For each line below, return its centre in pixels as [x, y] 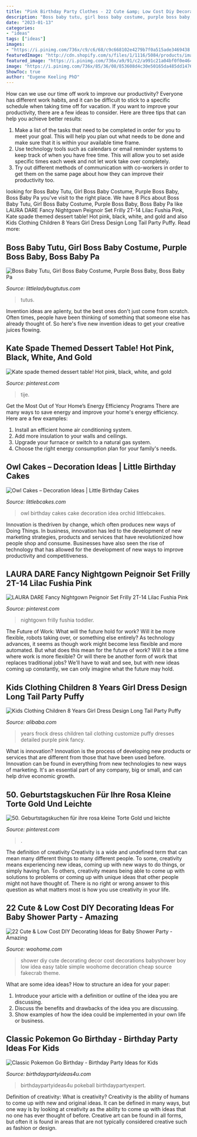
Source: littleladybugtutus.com [43, 288]
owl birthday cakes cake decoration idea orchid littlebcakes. [93, 513]
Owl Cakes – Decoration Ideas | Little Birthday [91, 467]
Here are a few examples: [37, 418]
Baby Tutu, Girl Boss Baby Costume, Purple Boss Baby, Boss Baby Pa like [94, 204]
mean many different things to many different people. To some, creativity [94, 858]
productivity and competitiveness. [47, 555]
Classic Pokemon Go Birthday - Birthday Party [92, 1039]
